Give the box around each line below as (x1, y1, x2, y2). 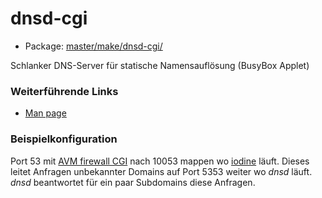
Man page (24, 107, 67, 119)
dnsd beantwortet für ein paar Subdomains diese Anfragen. (10, 176, 256, 188)
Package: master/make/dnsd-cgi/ (24, 40, 163, 52)
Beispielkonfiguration (10, 132, 118, 146)
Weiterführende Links (10, 84, 119, 98)
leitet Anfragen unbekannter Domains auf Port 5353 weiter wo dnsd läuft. (10, 165, 313, 177)
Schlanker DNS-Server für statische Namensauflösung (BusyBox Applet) (10, 59, 310, 71)
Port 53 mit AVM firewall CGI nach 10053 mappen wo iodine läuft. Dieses (10, 155, 310, 167)
